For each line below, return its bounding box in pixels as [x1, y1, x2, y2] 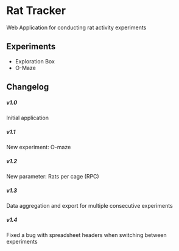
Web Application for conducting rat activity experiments [6, 24, 147, 31]
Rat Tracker [6, 4, 66, 18]
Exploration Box [15, 57, 55, 65]
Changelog [6, 82, 49, 92]
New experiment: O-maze [6, 144, 71, 151]
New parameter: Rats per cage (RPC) [6, 173, 99, 180]
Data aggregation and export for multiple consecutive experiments [6, 202, 174, 210]
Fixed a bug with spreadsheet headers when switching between [6, 231, 167, 238]
